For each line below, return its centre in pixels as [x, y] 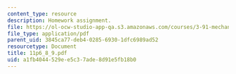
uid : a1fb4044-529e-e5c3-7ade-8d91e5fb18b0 [72, 60]
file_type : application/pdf [48, 33]
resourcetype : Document [42, 47]
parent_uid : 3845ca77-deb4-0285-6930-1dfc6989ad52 [83, 40]
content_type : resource [42, 14]
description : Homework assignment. [59, 20]
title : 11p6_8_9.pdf [38, 54]
